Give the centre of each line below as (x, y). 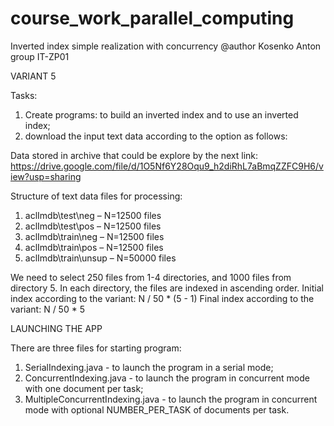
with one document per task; (84, 388)
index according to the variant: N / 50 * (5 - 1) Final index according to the (162, 298)
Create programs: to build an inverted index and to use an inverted (161, 114)
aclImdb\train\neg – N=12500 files (94, 236)
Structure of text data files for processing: (96, 196)
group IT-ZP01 (40, 56)
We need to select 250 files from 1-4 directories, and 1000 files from (151, 277)
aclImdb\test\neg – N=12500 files (93, 215)
